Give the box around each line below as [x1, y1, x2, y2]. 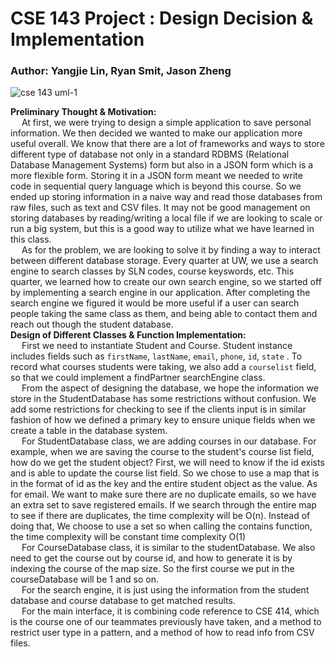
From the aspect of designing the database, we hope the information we [21, 382, 319, 394]
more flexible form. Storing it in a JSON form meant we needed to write [10, 170, 303, 182]
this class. [10, 233, 52, 246]
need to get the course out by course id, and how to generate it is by [10, 552, 293, 564]
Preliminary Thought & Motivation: [10, 106, 157, 118]
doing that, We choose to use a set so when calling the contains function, [10, 520, 313, 532]
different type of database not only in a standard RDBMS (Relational [10, 148, 290, 161]
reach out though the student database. [10, 318, 174, 331]
